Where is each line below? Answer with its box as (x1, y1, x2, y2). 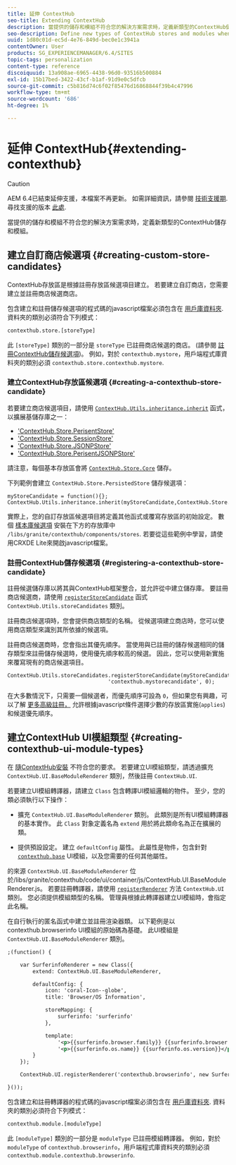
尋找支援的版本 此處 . (7, 202, 67, 211)
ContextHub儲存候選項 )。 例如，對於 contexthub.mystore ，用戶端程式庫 (13, 350, 221, 358)
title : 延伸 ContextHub (7, 10, 75, 18)
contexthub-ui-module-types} (7, 743, 144, 755)
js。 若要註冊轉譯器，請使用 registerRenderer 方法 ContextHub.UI (34, 884, 225, 892)
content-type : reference (7, 63, 80, 70)
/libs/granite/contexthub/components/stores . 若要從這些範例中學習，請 (7, 529, 217, 538)
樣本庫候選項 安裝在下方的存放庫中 (15, 521, 116, 529)
